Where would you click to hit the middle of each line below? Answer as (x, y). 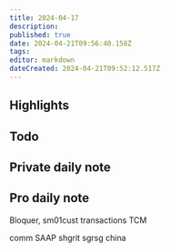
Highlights (40, 106)
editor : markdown (42, 60)
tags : (20, 52)
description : (34, 26)
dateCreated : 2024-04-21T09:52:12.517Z (85, 69)
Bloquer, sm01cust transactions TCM (78, 220)
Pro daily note (50, 198)
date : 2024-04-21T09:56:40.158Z (70, 43)
